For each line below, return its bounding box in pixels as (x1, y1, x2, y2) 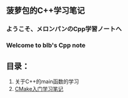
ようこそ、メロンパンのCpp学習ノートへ (6, 25, 122, 33)
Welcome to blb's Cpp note (6, 41, 86, 49)
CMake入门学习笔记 (14, 86, 64, 93)
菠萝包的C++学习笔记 (6, 5, 85, 16)
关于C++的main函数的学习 (14, 78, 79, 85)
